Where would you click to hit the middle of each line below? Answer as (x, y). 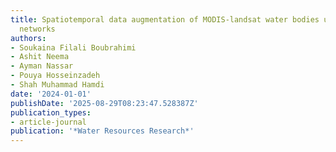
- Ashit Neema (40, 57)
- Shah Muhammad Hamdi (57, 85)
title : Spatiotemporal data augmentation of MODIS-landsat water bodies (165, 19)
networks (37, 29)
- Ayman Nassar (42, 66)
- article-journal (48, 122)
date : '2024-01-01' (51, 94)
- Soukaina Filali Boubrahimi (73, 47)
